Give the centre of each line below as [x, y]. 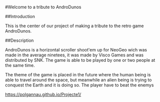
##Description [20, 40]
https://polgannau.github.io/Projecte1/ [43, 94]
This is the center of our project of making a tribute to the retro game [75, 26]
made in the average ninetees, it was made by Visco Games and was [74, 55]
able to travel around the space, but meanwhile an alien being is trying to [79, 80]
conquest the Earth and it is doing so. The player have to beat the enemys [80, 85]
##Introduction [20, 16]
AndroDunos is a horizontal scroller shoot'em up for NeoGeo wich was [76, 50]
